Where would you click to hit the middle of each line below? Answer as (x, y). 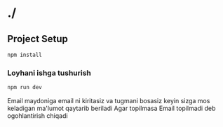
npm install (25, 55)
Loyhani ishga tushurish (49, 73)
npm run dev (25, 88)
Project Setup (38, 39)
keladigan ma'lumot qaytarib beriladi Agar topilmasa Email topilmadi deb (111, 108)
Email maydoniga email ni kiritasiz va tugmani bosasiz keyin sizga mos (109, 101)
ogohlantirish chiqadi (38, 116)
